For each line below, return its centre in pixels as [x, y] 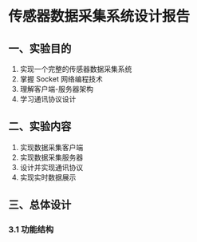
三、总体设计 [40, 205]
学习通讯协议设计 [48, 99]
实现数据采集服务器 [51, 157]
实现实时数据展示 [48, 177]
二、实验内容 [40, 127]
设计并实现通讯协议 [51, 167]
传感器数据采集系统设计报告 [99, 16]
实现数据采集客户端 [51, 147]
